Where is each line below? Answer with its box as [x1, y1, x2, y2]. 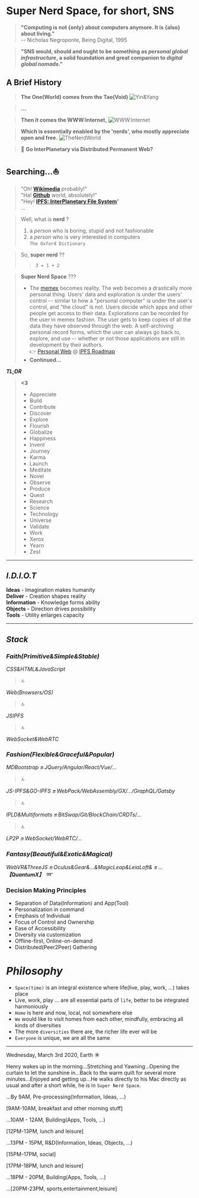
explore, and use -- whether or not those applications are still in [29, 335, 185, 342]
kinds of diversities [14, 1021, 61, 1029]
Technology [29, 510, 59, 517]
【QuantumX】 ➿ [6, 871, 52, 878]
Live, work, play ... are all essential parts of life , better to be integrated [14, 997, 189, 1004]
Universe [29, 517, 52, 524]
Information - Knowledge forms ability [6, 599, 101, 606]
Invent [29, 441, 46, 448]
